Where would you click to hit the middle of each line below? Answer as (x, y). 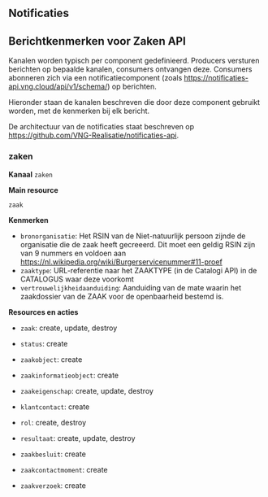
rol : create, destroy (53, 422)
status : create (44, 343)
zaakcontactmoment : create (64, 469)
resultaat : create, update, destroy (78, 438)
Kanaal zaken (30, 174)
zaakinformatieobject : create (69, 375)
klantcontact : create (55, 407)
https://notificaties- (216, 78)
